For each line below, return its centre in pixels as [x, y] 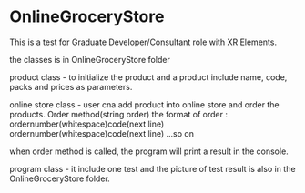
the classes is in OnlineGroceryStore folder [90, 59]
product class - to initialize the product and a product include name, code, [148, 77]
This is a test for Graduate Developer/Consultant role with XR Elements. [143, 42]
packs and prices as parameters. [71, 86]
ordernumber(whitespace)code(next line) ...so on [102, 133]
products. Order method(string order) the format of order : [118, 114]
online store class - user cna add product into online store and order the [144, 104]
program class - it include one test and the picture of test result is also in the [152, 168]
